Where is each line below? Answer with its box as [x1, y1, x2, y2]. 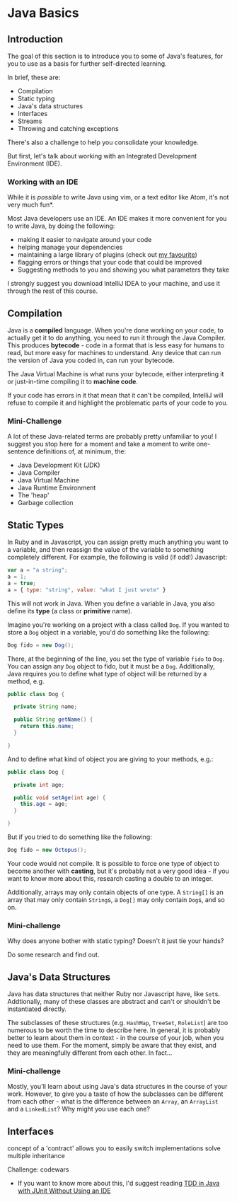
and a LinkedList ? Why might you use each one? [7, 1105, 151, 1114]
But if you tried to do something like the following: [7, 833, 152, 841]
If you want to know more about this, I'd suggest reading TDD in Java [17, 1179, 220, 1188]
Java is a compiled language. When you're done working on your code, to [7, 326, 224, 335]
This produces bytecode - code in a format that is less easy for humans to [7, 341, 225, 349]
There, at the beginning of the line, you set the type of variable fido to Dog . [7, 654, 225, 663]
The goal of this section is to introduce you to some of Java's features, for [7, 52, 224, 60]
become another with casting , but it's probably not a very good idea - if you [7, 867, 230, 875]
